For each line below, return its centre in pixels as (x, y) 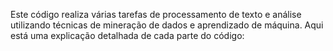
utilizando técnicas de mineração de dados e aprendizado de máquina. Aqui (167, 25)
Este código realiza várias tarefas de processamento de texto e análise (156, 14)
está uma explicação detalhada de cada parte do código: (127, 35)
